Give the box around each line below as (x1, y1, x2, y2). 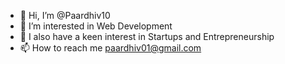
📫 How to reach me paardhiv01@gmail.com (19, 42, 202, 54)
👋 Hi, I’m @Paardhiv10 (19, 10, 111, 21)
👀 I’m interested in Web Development (19, 20, 173, 32)
